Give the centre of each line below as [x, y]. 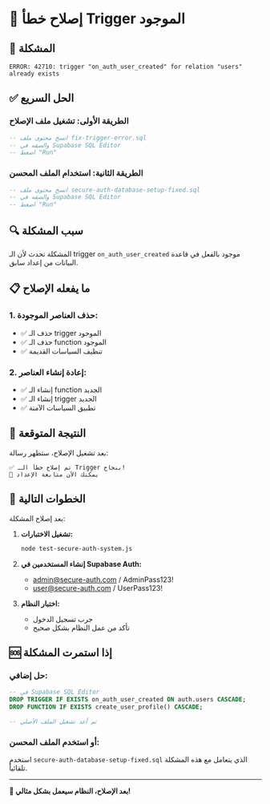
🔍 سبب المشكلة [46, 230]
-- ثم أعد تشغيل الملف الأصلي [53, 721]
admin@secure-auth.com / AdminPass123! [103, 580]
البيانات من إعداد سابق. [44, 263]
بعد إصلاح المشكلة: [37, 518]
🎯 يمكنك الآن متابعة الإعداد [54, 475]
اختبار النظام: [40, 604]
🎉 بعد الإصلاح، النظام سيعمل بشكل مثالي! [70, 791]
